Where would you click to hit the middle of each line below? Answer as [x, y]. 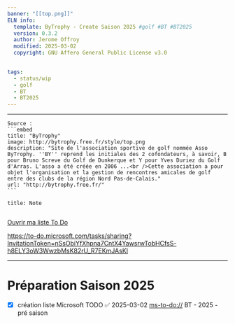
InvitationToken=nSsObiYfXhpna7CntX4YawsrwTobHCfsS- [92, 244]
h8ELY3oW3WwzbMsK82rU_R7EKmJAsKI [68, 251]
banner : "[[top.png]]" [40, 14]
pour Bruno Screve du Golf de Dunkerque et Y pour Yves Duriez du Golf [114, 161]
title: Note [24, 204]
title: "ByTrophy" [34, 136]
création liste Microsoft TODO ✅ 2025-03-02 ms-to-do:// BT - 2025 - [117, 305]
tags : [15, 72]
